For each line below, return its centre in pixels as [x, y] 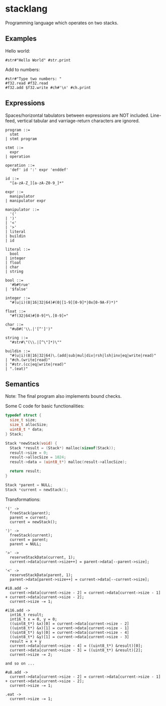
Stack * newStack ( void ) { [31, 443]
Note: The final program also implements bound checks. [63, 396]
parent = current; [29, 517]
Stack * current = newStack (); [37, 490]
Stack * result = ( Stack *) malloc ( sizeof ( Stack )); [63, 448]
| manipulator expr [26, 201]
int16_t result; [27, 615]
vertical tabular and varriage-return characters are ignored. [78, 121]
